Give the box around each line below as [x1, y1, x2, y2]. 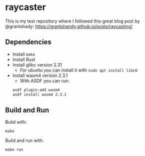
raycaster [5, 1, 46, 13]
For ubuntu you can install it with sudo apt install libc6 [19, 67, 137, 73]
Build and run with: [5, 137, 44, 143]
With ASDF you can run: [19, 77, 69, 83]
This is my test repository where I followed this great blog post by [5, 18, 140, 24]
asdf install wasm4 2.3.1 [12, 92, 66, 97]
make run [5, 147, 23, 152]
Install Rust [12, 56, 35, 62]
